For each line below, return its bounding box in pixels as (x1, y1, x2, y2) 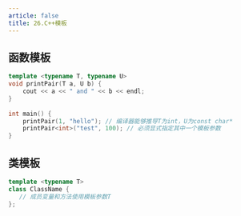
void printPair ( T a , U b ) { (8, 80, 102, 88)
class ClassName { (8, 185, 70, 193)
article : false (8, 11, 59, 20)
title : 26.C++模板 (8, 19, 67, 27)
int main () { (8, 110, 52, 118)
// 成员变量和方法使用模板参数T (18, 193, 111, 201)
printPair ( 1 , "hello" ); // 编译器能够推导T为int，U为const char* (22, 117, 234, 125)
